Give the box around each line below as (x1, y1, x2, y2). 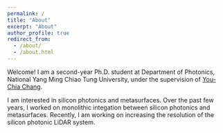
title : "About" (7, 17, 51, 24)
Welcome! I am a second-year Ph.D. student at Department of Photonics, (7, 67, 215, 76)
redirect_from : (7, 36, 51, 43)
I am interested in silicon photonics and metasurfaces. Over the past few (7, 96, 214, 104)
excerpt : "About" (7, 23, 57, 30)
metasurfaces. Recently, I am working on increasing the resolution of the (7, 110, 215, 118)
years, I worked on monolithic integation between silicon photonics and (7, 103, 211, 112)
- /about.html (13, 49, 54, 56)
